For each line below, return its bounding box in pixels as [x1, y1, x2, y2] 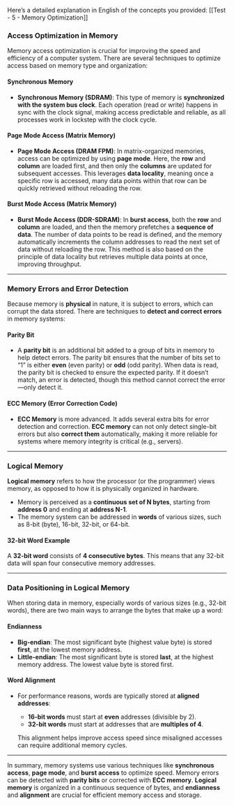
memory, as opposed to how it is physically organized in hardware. [7, 484, 199, 492]
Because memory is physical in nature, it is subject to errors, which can [7, 300, 214, 308]
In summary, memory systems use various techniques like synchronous [7, 761, 214, 769]
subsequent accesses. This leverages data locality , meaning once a [17, 169, 214, 177]
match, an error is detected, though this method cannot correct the [17, 376, 210, 384]
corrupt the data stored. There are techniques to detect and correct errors [7, 307, 222, 316]
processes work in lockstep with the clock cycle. [17, 115, 157, 124]
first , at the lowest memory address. [17, 645, 123, 654]
